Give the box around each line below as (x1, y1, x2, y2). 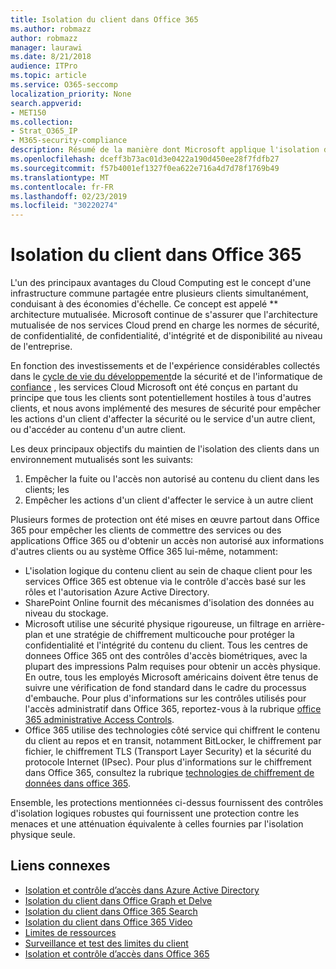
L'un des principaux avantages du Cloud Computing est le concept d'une (10, 277, 312, 289)
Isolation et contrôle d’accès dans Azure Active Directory (24, 884, 260, 896)
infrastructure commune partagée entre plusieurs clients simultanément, (10, 287, 309, 300)
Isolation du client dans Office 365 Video (24, 916, 193, 928)
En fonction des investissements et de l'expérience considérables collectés (10, 360, 321, 372)
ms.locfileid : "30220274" (10, 201, 118, 211)
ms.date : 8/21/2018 (10, 52, 92, 62)
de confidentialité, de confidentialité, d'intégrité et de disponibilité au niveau (10, 330, 323, 342)
